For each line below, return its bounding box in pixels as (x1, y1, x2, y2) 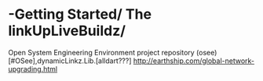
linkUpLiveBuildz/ (8, 22, 126, 40)
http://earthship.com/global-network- (133, 56, 255, 65)
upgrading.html (8, 64, 57, 73)
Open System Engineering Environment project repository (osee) (8, 48, 217, 57)
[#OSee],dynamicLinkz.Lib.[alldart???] (8, 56, 132, 65)
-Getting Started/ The (8, 5, 152, 23)
